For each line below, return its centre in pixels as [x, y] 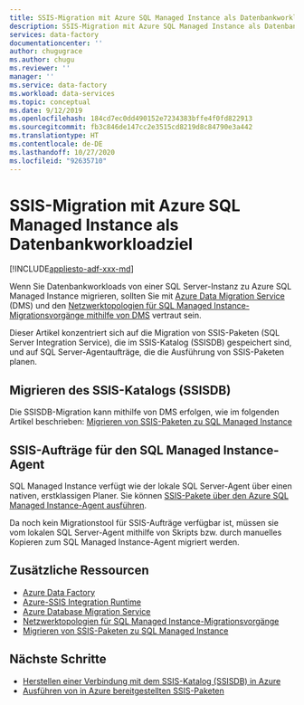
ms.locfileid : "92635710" [58, 161]
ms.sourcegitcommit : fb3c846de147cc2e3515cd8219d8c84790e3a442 [131, 128]
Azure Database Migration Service [86, 611]
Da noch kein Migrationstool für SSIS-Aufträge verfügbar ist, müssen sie [144, 523]
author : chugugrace [46, 52]
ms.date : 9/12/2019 [46, 110]
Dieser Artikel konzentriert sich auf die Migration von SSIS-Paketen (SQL [145, 333]
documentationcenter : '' [56, 43]
